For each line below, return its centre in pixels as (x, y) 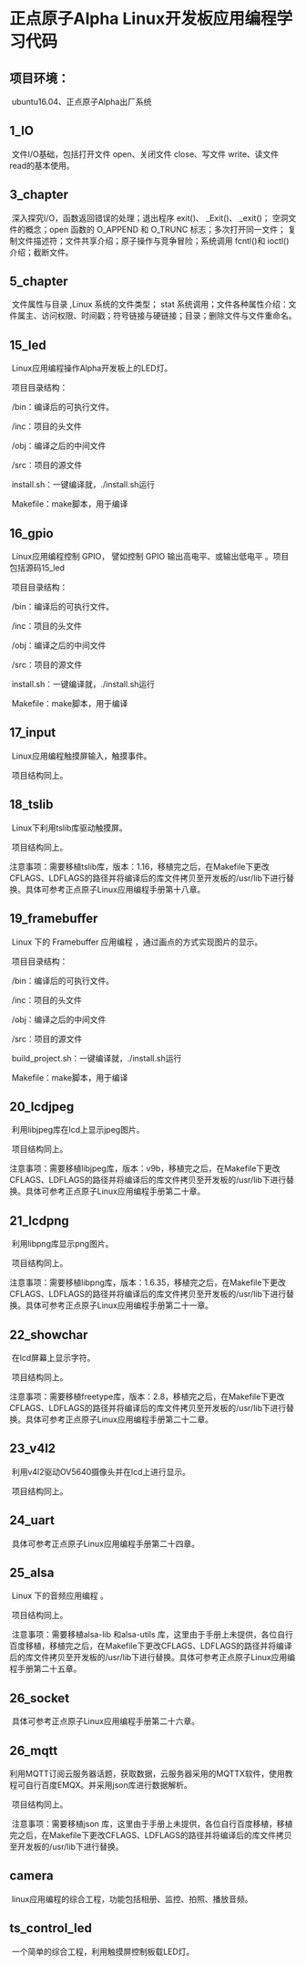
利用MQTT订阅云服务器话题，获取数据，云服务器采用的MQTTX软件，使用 (147, 1773)
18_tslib (31, 805)
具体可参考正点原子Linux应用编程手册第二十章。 (115, 1191)
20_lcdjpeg (42, 1107)
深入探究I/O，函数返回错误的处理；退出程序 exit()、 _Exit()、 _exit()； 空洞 (150, 218)
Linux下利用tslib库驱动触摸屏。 (69, 828)
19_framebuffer (54, 919)
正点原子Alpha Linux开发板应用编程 (143, 19)
